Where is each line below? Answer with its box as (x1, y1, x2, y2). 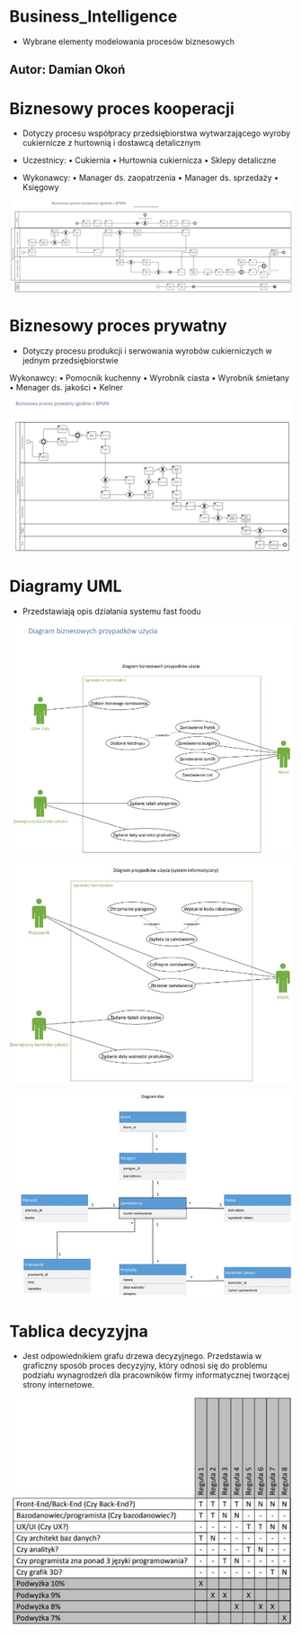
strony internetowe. (22, 1380, 95, 1390)
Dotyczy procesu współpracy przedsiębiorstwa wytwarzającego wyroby (22, 128, 291, 139)
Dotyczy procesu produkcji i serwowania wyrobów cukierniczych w (22, 345, 272, 356)
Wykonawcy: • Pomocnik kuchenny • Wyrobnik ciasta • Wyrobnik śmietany (9, 372, 290, 383)
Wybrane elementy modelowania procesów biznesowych (22, 36, 235, 47)
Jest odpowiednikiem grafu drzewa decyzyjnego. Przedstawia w (22, 1351, 262, 1362)
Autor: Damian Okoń (9, 62, 126, 77)
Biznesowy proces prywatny (9, 315, 227, 336)
